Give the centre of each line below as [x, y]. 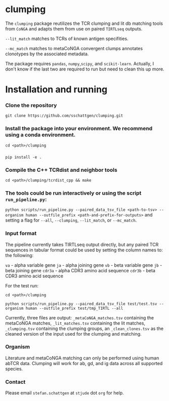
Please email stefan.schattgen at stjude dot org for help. [65, 393]
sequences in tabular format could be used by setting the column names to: [84, 250]
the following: [19, 255]
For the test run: [22, 285]
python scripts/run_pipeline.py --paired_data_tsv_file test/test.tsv [81, 304]
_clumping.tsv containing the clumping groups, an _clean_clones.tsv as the [84, 329]
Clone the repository [31, 105]
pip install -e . [24, 157]
